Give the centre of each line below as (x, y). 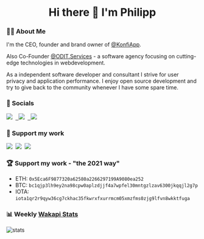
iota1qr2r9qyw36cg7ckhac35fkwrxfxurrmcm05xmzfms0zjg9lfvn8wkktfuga (102, 199)
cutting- (186, 57)
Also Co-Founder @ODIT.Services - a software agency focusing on (91, 57)
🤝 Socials (20, 103)
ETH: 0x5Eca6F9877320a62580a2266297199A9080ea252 (79, 179)
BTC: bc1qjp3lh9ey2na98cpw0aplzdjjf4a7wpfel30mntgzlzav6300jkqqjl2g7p (106, 185)
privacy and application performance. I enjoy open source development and (101, 81)
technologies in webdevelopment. (63, 63)
